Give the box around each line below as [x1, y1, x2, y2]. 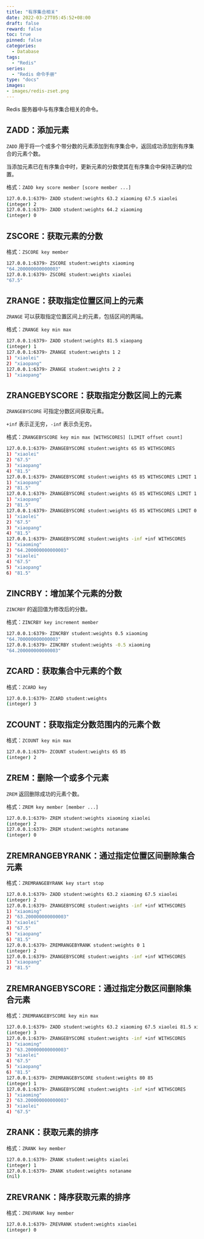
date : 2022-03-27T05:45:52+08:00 [6, 15, 91, 21]
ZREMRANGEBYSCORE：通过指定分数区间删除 [6, 983, 184, 993]
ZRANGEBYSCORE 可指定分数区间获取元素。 [6, 408, 107, 415]
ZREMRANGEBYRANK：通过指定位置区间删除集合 [6, 850, 195, 861]
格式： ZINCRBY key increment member [6, 619, 99, 626]
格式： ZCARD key [6, 683, 47, 690]
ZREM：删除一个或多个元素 [6, 773, 109, 783]
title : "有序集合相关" [6, 9, 58, 15]
